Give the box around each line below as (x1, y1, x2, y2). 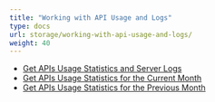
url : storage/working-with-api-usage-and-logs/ (9, 30, 193, 39)
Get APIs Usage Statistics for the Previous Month (22, 82, 206, 93)
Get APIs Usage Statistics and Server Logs (22, 63, 182, 74)
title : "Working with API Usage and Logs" (9, 13, 172, 23)
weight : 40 (9, 38, 51, 48)
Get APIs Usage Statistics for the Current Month (22, 73, 202, 84)
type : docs (9, 22, 51, 31)
